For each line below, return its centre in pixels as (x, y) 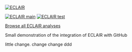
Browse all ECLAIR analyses (33, 26)
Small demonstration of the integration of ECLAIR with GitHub (66, 35)
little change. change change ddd (38, 44)
